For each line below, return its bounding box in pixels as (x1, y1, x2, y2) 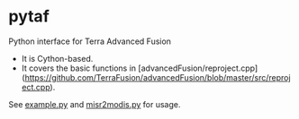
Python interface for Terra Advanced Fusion (8, 36, 172, 47)
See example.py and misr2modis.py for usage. (8, 98, 181, 109)
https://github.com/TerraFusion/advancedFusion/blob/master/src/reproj (24, 72, 291, 82)
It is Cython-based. (21, 53, 94, 64)
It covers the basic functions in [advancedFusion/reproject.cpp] (21, 63, 258, 73)
